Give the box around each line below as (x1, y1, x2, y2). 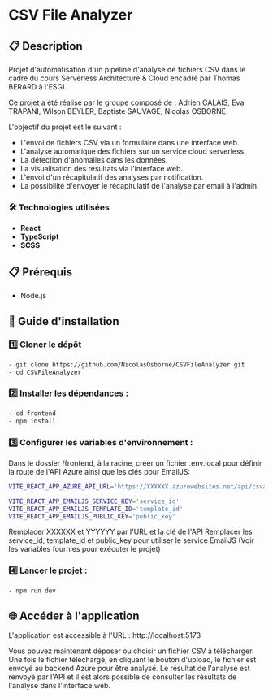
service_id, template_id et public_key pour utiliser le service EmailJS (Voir (8, 535, 254, 545)
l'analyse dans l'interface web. (8, 681, 111, 691)
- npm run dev (8, 587, 57, 595)
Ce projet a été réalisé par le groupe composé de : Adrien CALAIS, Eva (8, 98, 245, 107)
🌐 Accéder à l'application (8, 609, 140, 622)
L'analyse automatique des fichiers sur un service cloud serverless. (19, 146, 246, 156)
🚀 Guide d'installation (8, 314, 119, 328)
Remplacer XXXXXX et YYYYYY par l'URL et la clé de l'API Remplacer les (8, 527, 253, 537)
